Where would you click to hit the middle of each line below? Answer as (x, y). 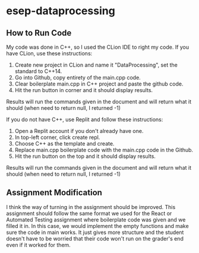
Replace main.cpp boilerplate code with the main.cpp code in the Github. (104, 150)
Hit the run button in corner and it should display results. (84, 90)
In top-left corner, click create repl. (57, 137)
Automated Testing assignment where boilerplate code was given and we (96, 219)
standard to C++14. (38, 71)
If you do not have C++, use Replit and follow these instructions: (85, 119)
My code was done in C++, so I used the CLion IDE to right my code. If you (98, 47)
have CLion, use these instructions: (49, 53)
